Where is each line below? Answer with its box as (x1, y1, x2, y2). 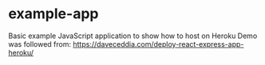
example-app (8, 5, 99, 23)
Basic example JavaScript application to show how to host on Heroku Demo (8, 31, 258, 40)
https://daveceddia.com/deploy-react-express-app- (73, 39, 244, 48)
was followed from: (8, 39, 72, 48)
